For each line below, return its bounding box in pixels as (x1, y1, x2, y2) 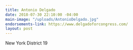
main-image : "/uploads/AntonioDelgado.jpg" (5, 17, 99, 22)
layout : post (5, 26, 33, 31)
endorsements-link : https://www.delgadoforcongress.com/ (5, 21, 128, 27)
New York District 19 (5, 40, 48, 46)
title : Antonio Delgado (5, 7, 56, 13)
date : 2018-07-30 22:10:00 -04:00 (5, 12, 79, 17)
